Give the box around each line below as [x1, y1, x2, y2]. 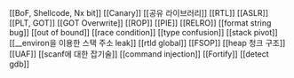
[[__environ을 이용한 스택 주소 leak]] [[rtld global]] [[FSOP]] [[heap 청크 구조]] [9, 38, 286, 48]
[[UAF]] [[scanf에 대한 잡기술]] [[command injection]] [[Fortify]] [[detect [9, 49, 269, 59]
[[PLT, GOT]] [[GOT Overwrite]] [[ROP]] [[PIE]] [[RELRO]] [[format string [9, 18, 272, 28]
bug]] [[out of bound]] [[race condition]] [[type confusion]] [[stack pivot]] [9, 27, 278, 37]
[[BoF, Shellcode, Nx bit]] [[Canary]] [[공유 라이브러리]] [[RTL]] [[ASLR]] [9, 8, 269, 18]
